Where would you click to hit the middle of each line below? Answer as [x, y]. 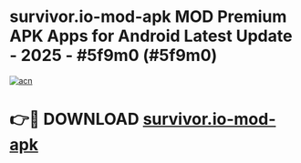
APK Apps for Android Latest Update [151, 36]
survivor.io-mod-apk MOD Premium [148, 17]
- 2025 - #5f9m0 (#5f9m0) [114, 56]
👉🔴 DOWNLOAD [74, 119]
